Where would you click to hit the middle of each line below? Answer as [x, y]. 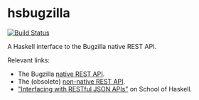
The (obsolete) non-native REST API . [71, 81]
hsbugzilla [39, 13]
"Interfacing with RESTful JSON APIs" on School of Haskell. [105, 89]
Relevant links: [28, 60]
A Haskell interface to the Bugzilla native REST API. [82, 46]
